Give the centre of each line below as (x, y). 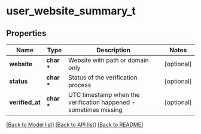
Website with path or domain (108, 60)
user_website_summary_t (71, 11)
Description (113, 50)
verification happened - (102, 102)
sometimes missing (95, 110)
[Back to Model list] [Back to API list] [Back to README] (75, 125)
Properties (26, 33)
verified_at (25, 102)
